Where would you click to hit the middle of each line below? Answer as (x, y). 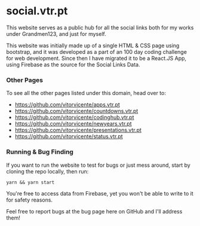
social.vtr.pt (37, 11)
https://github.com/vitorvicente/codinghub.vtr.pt (74, 117)
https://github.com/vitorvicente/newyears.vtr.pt (73, 124)
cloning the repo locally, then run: (47, 171)
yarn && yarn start (30, 182)
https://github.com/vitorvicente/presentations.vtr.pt (78, 130)
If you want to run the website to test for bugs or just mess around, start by (99, 165)
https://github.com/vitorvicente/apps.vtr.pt (67, 105)
